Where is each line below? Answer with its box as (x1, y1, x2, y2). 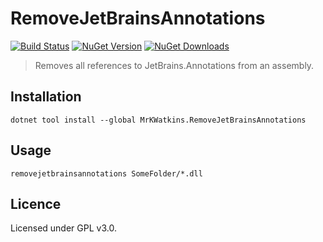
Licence (10, 195, 62, 212)
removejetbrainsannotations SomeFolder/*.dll (10, 168, 203, 179)
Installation (10, 88, 82, 106)
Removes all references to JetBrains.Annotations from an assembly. (34, 59, 315, 71)
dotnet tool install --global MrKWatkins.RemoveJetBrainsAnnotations (10, 115, 307, 125)
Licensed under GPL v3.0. (10, 222, 117, 234)
